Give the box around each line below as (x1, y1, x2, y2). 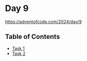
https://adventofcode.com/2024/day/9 (5, 19, 82, 24)
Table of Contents (5, 33, 60, 41)
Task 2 (12, 50, 26, 56)
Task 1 (12, 45, 25, 51)
